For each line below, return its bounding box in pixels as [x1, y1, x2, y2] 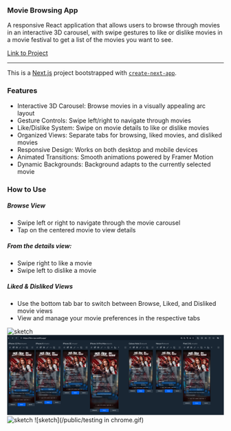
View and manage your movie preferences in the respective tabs [16, 314, 201, 322]
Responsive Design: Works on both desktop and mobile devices [16, 145, 198, 153]
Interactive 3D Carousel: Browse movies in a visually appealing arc [16, 102, 206, 110]
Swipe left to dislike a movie [16, 267, 97, 275]
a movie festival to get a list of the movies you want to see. [7, 36, 173, 44]
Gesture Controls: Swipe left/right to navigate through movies [16, 116, 191, 124]
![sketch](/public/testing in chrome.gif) [34, 416, 144, 424]
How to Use [7, 184, 47, 194]
